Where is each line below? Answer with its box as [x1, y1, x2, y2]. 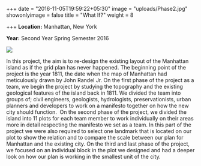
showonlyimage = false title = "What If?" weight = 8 [6, 11, 134, 19]
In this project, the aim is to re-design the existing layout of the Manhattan [6, 58, 189, 65]
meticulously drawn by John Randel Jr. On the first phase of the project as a [6, 77, 194, 83]
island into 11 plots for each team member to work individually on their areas [6, 115, 194, 122]
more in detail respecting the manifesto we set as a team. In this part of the [6, 121, 192, 128]
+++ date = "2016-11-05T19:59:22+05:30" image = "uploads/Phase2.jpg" [6, 5, 188, 12]
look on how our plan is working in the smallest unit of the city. [6, 153, 161, 160]
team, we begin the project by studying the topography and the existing [6, 83, 183, 90]
